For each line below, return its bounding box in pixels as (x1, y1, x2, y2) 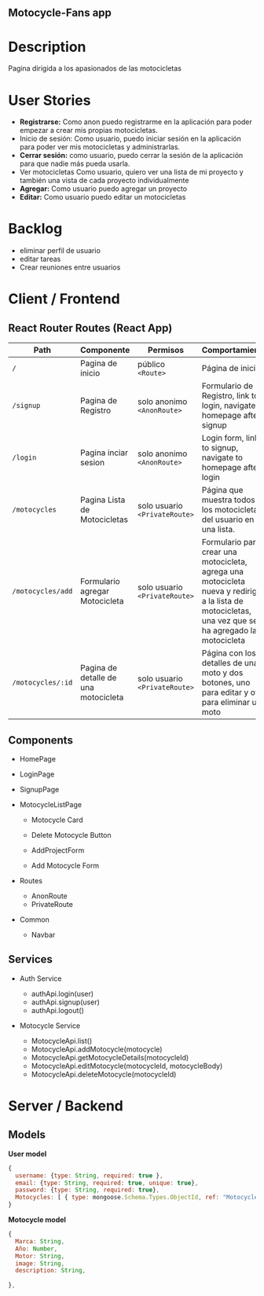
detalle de (79, 672, 117, 683)
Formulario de (201, 380, 254, 391)
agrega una (201, 566, 244, 577)
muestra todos (201, 494, 255, 505)
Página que (201, 485, 244, 496)
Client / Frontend (8, 290, 120, 308)
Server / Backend (8, 1097, 123, 1115)
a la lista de (201, 596, 244, 607)
